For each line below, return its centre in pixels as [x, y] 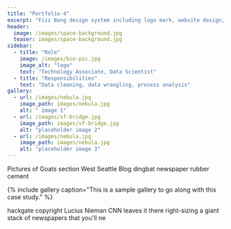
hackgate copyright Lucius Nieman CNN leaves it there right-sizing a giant [113, 210]
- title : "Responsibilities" [55, 78]
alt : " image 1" [43, 110]
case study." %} [30, 197]
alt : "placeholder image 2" [60, 130]
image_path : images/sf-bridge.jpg [69, 123]
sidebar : [20, 46]
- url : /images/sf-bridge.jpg [57, 117]
